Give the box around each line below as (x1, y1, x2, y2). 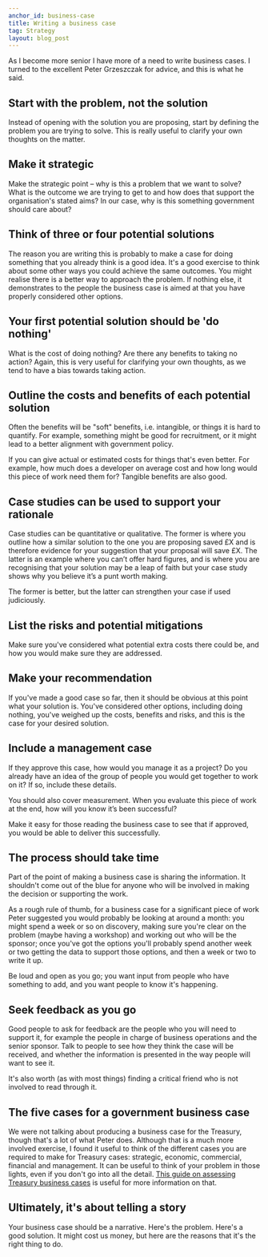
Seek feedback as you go (8, 1002, 137, 1017)
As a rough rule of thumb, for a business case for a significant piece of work (8, 905, 260, 914)
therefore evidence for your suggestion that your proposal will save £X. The (8, 546, 258, 556)
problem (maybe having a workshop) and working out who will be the (8, 930, 238, 940)
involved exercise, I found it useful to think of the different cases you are (8, 1144, 246, 1153)
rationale (8, 508, 54, 521)
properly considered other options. (8, 291, 124, 301)
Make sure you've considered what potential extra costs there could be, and (8, 640, 260, 649)
